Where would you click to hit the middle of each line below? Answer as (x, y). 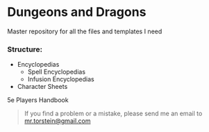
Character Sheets (42, 87)
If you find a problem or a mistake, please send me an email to (113, 114)
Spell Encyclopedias (56, 72)
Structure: (25, 49)
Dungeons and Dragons (77, 12)
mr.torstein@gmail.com (57, 121)
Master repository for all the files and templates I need (85, 31)
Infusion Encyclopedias (61, 79)
